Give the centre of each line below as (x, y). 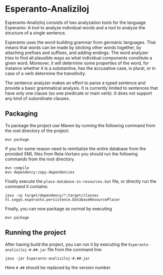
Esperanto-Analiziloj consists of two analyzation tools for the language (75, 22)
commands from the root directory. (40, 159)
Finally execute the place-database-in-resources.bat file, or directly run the (81, 181)
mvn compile (17, 168)
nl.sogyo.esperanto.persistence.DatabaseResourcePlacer (63, 199)
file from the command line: (75, 249)
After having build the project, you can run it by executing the (66, 244)
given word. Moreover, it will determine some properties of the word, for (77, 63)
